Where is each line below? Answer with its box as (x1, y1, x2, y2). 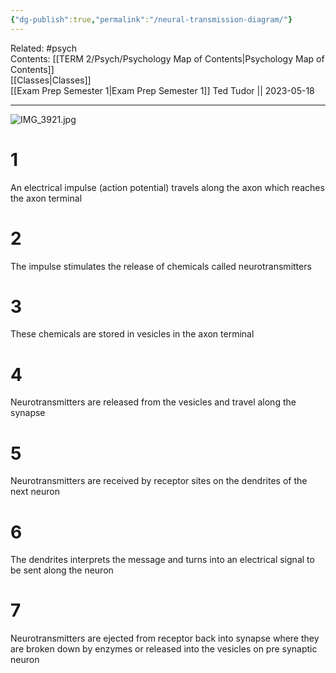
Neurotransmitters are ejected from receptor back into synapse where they (10, 632, 320, 645)
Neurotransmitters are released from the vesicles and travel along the (10, 396, 297, 408)
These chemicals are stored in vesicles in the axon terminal (10, 328, 255, 340)
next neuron (10, 486, 60, 498)
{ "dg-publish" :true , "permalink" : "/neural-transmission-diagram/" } (10, 14, 293, 25)
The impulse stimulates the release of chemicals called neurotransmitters (10, 260, 312, 272)
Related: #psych (10, 42, 78, 54)
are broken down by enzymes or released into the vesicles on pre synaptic (10, 643, 318, 655)
